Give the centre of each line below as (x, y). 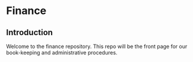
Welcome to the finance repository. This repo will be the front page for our (97, 46)
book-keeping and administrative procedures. (62, 53)
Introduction (30, 32)
